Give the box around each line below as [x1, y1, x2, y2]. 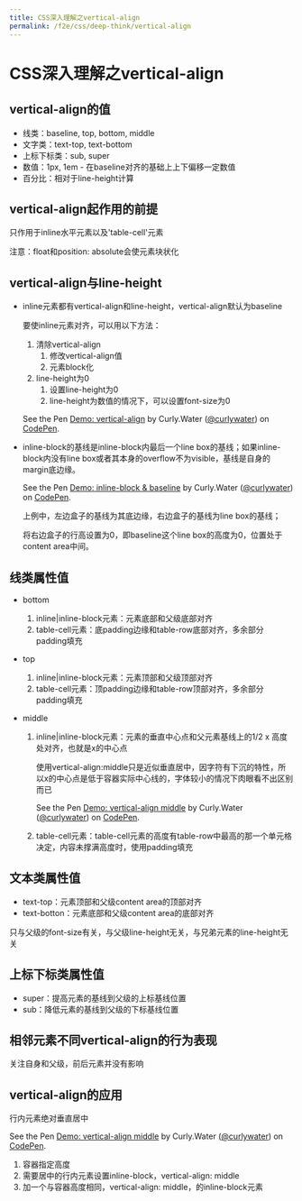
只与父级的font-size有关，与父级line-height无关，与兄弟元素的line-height [9, 926, 281, 938]
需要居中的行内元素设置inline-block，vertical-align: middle [22, 1170, 241, 1181]
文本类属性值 [9, 871, 81, 886]
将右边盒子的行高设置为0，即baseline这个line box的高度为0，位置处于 [22, 529, 283, 541]
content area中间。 [22, 541, 94, 552]
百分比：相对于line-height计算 [22, 172, 134, 183]
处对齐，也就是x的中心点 [35, 742, 128, 753]
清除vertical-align [35, 339, 102, 350]
